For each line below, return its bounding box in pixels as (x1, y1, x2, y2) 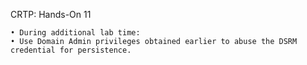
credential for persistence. (10, 45, 132, 55)
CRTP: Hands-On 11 (10, 9, 92, 20)
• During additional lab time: (10, 28, 141, 38)
